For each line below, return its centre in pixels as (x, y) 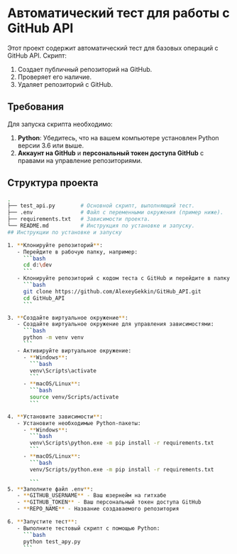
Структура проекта (53, 183)
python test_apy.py (52, 542)
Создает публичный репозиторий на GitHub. (85, 69)
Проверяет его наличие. (55, 77)
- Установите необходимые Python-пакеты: (79, 423)
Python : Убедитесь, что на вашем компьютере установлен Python (118, 137)
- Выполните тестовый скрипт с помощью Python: (88, 528)
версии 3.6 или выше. (51, 145)
